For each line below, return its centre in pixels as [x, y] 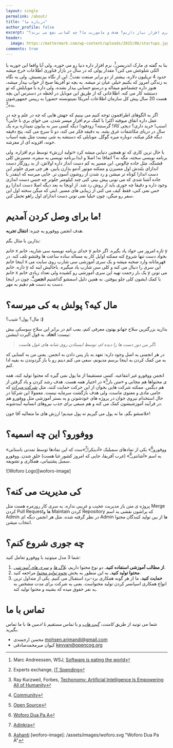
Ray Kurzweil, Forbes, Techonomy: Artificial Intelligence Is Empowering [88, 679]
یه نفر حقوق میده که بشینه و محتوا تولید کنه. [55, 589]
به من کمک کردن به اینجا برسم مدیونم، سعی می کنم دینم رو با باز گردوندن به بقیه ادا [86, 360]
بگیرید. [12, 629]
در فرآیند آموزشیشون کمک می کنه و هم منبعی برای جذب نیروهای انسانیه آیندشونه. [84, 403]
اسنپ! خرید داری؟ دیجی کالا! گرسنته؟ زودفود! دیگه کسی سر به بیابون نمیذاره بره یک [86, 125]
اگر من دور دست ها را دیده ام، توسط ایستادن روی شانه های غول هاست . [87, 345]
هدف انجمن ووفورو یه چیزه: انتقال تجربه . [45, 231]
